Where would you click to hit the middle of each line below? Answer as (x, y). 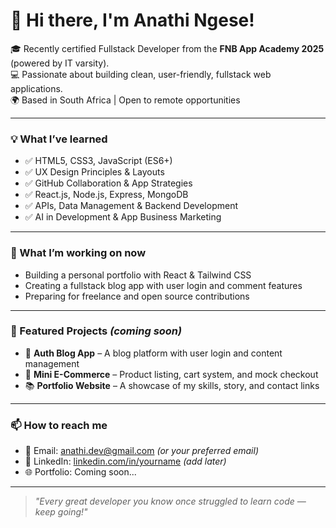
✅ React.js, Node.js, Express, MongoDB (106, 195)
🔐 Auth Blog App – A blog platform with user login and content (153, 353)
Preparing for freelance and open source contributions (137, 296)
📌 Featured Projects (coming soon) (96, 331)
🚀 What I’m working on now (78, 253)
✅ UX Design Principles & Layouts (94, 172)
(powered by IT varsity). (60, 63)
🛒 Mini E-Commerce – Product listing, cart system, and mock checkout (171, 374)
